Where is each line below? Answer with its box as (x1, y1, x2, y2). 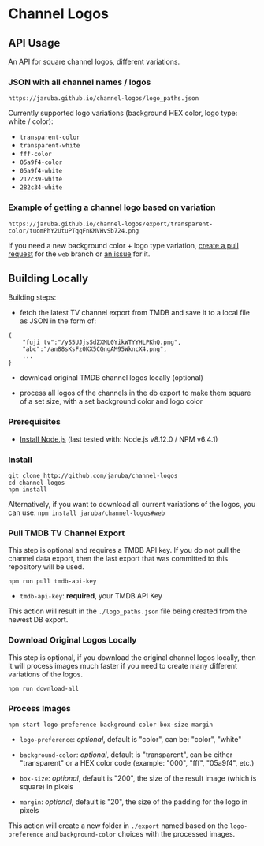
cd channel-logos (8, 479, 65, 486)
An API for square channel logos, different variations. (8, 57, 180, 66)
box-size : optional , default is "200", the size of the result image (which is (19, 773, 257, 783)
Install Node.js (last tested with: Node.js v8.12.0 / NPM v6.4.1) (19, 434, 218, 444)
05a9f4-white (19, 167, 63, 175)
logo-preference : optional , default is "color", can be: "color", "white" (19, 734, 242, 744)
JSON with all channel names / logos (8, 76, 151, 88)
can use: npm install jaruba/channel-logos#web (8, 508, 165, 517)
